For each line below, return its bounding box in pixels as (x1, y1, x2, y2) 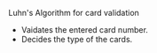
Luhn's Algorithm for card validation (8, 8, 139, 18)
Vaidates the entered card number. (20, 25, 148, 34)
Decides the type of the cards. (20, 34, 133, 44)
